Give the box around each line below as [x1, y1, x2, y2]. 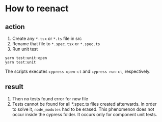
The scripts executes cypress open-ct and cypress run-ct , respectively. [5, 68, 151, 74]
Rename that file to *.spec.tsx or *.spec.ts [12, 41, 100, 47]
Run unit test [12, 46, 38, 52]
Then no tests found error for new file [12, 95, 88, 101]
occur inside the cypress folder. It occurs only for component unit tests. [12, 111, 157, 117]
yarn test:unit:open [5, 56, 48, 61]
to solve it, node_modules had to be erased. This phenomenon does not [12, 106, 155, 112]
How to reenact [5, 3, 69, 14]
